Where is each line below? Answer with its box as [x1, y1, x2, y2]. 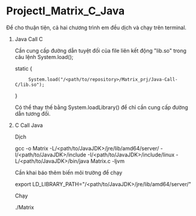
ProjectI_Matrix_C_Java [6, 4, 125, 18]
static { [14, 64, 33, 72]
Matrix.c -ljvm [90, 157, 125, 165]
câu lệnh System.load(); [14, 53, 73, 60]
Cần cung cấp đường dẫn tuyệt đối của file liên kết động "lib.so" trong [14, 47, 186, 54]
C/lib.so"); [14, 82, 45, 88]
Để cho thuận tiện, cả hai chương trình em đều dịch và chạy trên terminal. [6, 24, 186, 31]
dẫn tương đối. [14, 110, 51, 117]
